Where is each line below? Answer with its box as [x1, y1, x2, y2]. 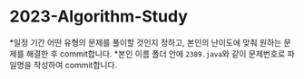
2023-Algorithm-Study [9, 6, 189, 27]
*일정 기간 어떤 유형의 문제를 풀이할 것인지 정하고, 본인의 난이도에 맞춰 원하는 [9, 37, 282, 48]
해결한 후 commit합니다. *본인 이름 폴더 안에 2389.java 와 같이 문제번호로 [25, 48, 286, 59]
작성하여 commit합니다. [33, 59, 118, 70]
